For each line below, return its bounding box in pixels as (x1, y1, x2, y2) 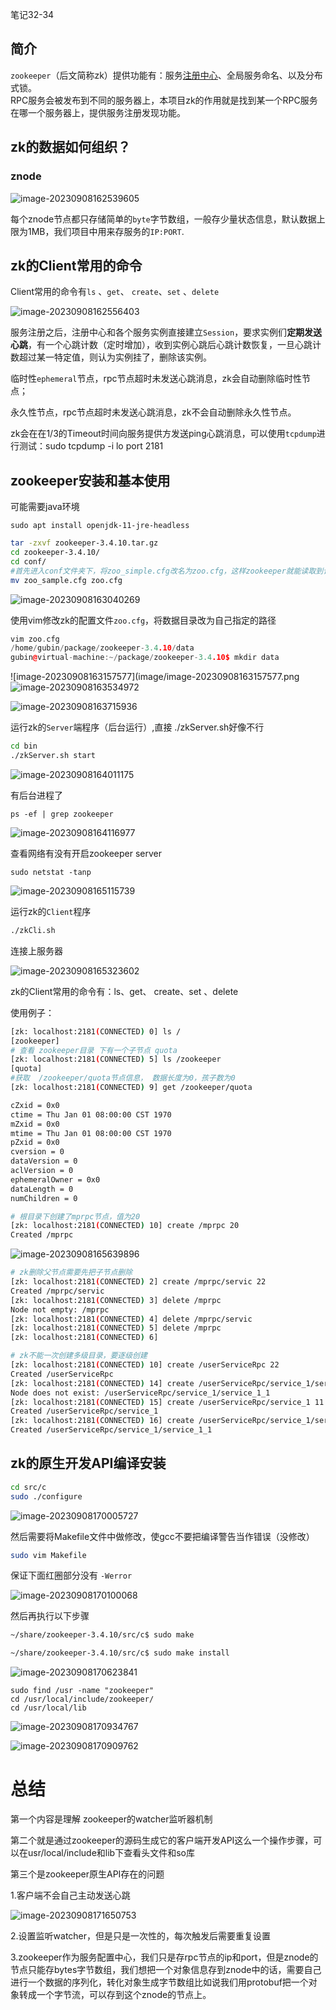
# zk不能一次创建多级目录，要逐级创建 (10, 1351, 148, 1361)
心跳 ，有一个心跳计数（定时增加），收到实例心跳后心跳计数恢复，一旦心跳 (10, 339, 313, 351)
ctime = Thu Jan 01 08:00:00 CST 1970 (10, 1109, 172, 1120)
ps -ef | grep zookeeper (10, 809, 114, 819)
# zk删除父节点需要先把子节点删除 (10, 1268, 133, 1278)
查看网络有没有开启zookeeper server (10, 847, 163, 859)
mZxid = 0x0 (10, 1119, 60, 1129)
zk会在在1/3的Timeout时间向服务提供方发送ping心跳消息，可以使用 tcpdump (10, 428, 317, 440)
